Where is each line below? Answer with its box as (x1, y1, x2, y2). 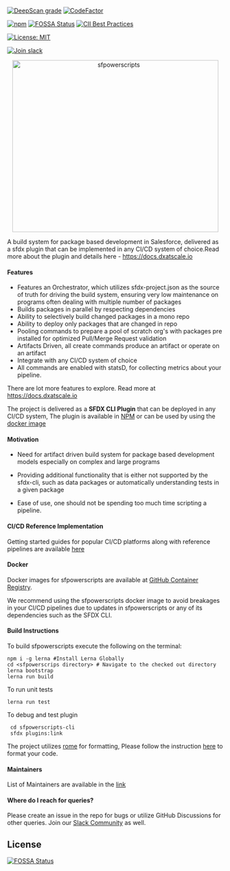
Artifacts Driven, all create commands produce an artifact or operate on (16, 342, 220, 350)
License (7, 839, 42, 850)
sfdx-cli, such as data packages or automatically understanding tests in (16, 478, 220, 487)
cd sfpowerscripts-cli (10, 724, 76, 731)
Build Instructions (7, 626, 60, 635)
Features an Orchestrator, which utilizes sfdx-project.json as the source (16, 283, 220, 291)
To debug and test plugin (7, 711, 78, 719)
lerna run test (7, 698, 51, 706)
